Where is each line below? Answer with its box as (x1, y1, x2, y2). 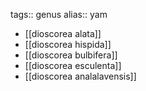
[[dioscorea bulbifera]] (24, 49, 118, 61)
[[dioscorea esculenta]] (24, 60, 122, 71)
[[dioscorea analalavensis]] (24, 70, 137, 82)
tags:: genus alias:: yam (10, 9, 108, 20)
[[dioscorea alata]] (24, 28, 102, 39)
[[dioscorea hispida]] (24, 39, 112, 50)
